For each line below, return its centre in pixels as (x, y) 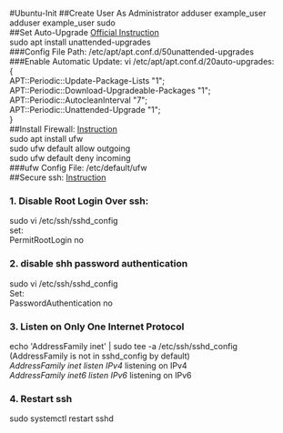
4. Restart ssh (41, 398)
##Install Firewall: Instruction (64, 129)
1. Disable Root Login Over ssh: (79, 201)
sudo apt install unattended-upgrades (81, 42)
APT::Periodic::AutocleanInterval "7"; (79, 100)
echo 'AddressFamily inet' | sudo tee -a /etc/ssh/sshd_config (124, 346)
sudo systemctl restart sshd (61, 418)
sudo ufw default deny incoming (70, 158)
